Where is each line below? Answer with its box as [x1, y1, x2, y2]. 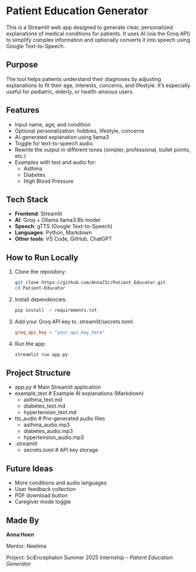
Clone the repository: [14, 268, 67, 276]
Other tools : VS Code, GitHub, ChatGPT [14, 235, 112, 243]
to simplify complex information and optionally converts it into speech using [6, 36, 191, 43]
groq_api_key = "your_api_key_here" [14, 329, 105, 335]
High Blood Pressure [23, 177, 74, 185]
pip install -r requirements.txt [14, 307, 97, 313]
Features [6, 105, 40, 115]
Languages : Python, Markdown [14, 229, 92, 236]
